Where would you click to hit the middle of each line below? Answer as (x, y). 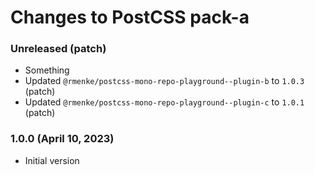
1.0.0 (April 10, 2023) (62, 139)
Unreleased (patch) (58, 49)
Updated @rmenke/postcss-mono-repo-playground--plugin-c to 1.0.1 (164, 102)
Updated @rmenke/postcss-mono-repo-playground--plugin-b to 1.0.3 (164, 81)
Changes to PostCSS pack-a (130, 17)
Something (47, 70)
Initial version (52, 160)
